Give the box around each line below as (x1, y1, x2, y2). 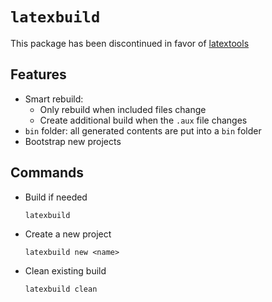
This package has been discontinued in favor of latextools (10, 37, 250, 49)
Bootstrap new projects (24, 135, 122, 147)
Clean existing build (24, 264, 107, 277)
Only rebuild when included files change (39, 103, 207, 115)
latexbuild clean (24, 284, 98, 294)
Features (10, 66, 67, 83)
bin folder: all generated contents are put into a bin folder (24, 124, 262, 137)
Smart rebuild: (24, 93, 84, 105)
